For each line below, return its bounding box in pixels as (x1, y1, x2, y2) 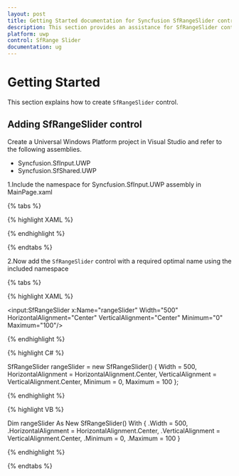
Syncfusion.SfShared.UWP (17, 166, 97, 175)
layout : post (7, 10, 46, 18)
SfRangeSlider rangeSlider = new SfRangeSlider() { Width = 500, (7, 362, 197, 371)
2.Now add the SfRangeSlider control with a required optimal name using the (7, 257, 232, 265)
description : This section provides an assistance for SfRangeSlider (7, 24, 218, 31)
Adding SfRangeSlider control (7, 118, 142, 130)
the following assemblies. (7, 145, 82, 153)
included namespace (7, 264, 69, 273)
